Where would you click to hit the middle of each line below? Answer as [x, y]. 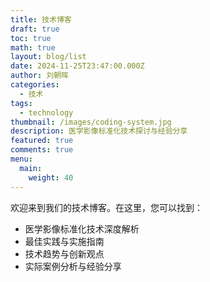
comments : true [42, 150]
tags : [21, 103]
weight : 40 [51, 177]
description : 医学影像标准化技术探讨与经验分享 [99, 131]
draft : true [35, 29]
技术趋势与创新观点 [64, 253]
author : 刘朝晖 [39, 76]
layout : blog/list [48, 57]
